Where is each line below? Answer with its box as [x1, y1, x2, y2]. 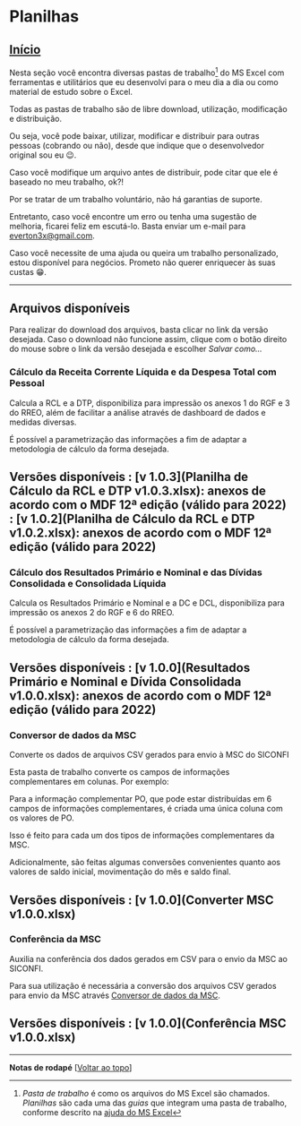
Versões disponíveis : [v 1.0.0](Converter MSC [9, 892, 275, 907]
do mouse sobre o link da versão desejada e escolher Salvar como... [9, 343, 262, 355]
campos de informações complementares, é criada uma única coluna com [9, 804, 284, 814]
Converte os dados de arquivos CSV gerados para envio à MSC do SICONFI [9, 750, 289, 761]
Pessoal [9, 377, 45, 390]
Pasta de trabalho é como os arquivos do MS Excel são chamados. [21, 1087, 271, 1098]
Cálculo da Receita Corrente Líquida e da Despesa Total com [9, 365, 278, 378]
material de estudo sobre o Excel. [9, 86, 133, 97]
